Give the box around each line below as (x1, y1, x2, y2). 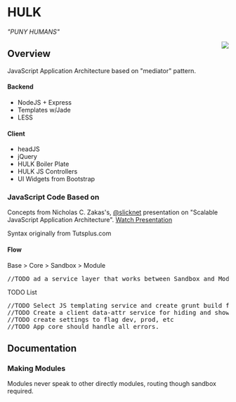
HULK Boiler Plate (17, 160, 70, 169)
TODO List (7, 287, 37, 296)
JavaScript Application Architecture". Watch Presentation (7, 216, 173, 224)
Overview (7, 48, 51, 60)
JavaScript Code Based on (7, 193, 100, 202)
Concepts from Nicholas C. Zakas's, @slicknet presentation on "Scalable (7, 208, 218, 216)
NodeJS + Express (17, 98, 72, 106)
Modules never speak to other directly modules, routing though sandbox (7, 380, 216, 388)
